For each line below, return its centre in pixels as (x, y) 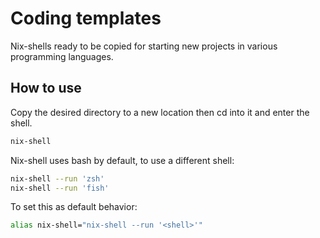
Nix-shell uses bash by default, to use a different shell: (122, 160)
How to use (46, 88)
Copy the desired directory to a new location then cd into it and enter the (160, 112)
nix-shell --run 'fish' (60, 188)
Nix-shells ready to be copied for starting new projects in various (144, 46)
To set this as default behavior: (74, 207)
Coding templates (86, 18)
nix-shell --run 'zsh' (57, 178)
